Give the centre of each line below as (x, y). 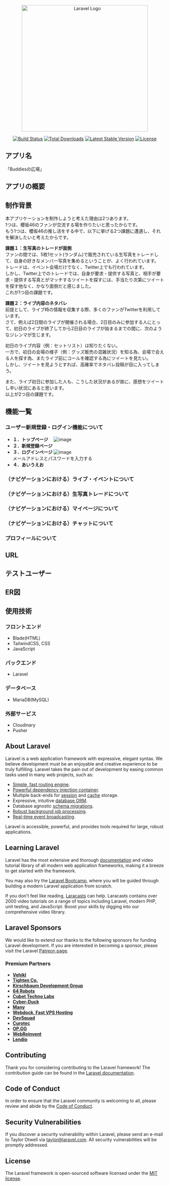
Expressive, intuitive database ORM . (50, 800)
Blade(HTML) (26, 638)
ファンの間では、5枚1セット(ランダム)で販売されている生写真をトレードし (82, 255)
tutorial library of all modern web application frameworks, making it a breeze (84, 865)
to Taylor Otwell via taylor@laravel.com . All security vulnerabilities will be (81, 1140)
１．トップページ (30, 439)
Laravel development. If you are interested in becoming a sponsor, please (81, 945)
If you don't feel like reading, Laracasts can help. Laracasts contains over (81, 896)
